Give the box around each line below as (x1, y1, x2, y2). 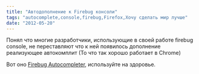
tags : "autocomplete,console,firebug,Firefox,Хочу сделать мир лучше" (6, 14, 188, 20)
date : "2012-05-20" (6, 20, 56, 26)
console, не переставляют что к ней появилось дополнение (6, 43, 161, 50)
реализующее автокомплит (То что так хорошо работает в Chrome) (6, 49, 181, 57)
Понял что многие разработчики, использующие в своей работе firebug (6, 37, 194, 44)
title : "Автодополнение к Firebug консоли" (6, 8, 118, 15)
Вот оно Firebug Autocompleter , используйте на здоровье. (6, 61, 156, 68)
